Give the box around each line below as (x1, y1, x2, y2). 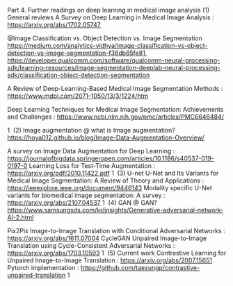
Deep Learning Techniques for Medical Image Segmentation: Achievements (7, 106, 224, 113)
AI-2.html (7, 213, 34, 221)
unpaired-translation (7, 271, 66, 279)
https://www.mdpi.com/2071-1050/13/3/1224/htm (7, 92, 149, 100)
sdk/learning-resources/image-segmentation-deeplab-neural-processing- (7, 64, 220, 71)
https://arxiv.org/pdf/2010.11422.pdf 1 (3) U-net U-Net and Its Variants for (7, 169, 219, 177)
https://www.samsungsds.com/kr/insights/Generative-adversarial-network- (7, 206, 224, 214)
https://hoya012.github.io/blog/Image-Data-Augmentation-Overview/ (7, 133, 205, 142)
